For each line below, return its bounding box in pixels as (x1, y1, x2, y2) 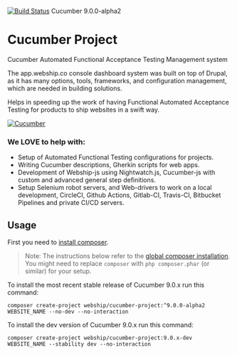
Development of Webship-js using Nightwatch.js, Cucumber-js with (17, 168, 216, 177)
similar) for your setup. (24, 267, 92, 275)
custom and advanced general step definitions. (17, 176, 157, 184)
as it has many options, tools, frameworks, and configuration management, (7, 76, 227, 85)
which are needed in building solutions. (7, 84, 122, 92)
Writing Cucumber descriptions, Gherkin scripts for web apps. (17, 161, 201, 169)
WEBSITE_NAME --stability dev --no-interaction (7, 341, 152, 348)
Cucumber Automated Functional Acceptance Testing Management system (7, 55, 228, 63)
